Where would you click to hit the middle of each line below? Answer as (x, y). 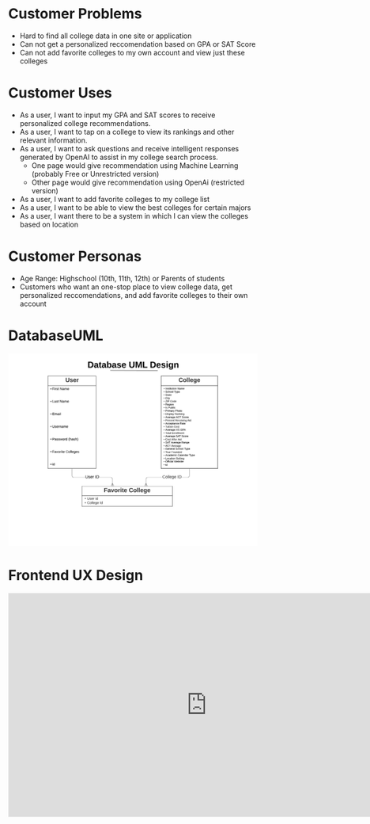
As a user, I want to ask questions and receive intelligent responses (129, 148)
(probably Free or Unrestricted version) (95, 174)
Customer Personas (75, 256)
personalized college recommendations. (85, 123)
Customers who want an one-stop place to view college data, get (126, 287)
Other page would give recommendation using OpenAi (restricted (138, 182)
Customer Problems (75, 14)
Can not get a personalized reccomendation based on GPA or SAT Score (138, 44)
